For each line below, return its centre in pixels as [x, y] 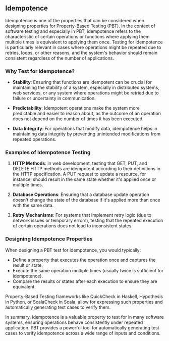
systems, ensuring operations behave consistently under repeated [74, 322]
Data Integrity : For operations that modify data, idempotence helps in [85, 129]
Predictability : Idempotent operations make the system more [76, 108]
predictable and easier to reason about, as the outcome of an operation [87, 114]
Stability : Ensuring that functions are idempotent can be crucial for [82, 82]
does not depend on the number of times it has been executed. [78, 119]
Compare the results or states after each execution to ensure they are [85, 281]
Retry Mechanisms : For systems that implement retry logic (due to [82, 215]
